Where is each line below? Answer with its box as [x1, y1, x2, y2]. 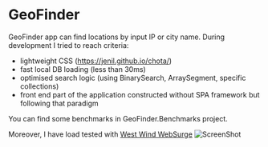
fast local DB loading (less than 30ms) [19, 64, 146, 73]
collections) [19, 81, 59, 91]
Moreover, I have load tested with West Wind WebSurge [8, 129, 193, 139]
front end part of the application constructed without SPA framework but [19, 89, 260, 99]
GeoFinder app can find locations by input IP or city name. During [8, 32, 225, 42]
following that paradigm [19, 98, 99, 108]
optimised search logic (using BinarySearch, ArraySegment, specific [19, 73, 246, 82]
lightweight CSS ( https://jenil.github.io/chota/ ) [19, 56, 173, 66]
